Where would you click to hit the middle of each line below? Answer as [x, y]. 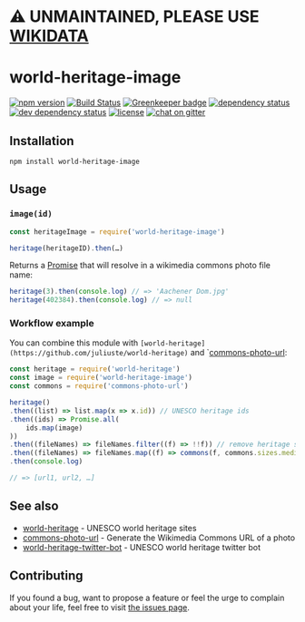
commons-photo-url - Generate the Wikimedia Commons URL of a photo [159, 538]
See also [34, 506]
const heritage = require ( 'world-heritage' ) [95, 369]
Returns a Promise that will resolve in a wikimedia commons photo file [140, 266]
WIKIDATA [49, 36]
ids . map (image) [54, 428]
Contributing [46, 576]
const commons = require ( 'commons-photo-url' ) [99, 386]
